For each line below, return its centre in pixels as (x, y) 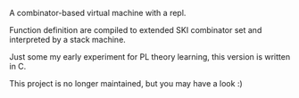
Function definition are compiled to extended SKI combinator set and (136, 30)
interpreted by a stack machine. (68, 40)
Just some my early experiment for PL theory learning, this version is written (150, 57)
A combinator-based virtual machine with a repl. (98, 13)
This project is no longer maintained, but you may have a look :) (126, 83)
